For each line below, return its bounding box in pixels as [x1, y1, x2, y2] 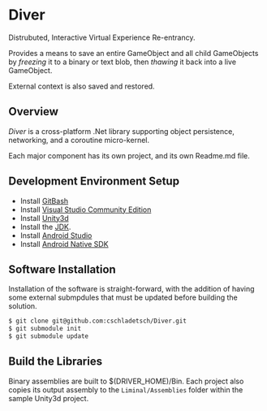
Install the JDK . [19, 222, 71, 231]
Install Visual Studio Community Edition [19, 205, 152, 214]
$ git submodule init [8, 325, 82, 333]
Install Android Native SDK [19, 239, 109, 249]
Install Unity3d [19, 213, 69, 223]
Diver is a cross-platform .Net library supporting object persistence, [8, 126, 235, 136]
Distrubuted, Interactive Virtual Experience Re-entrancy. [8, 32, 196, 42]
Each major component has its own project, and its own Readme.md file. [8, 150, 250, 160]
